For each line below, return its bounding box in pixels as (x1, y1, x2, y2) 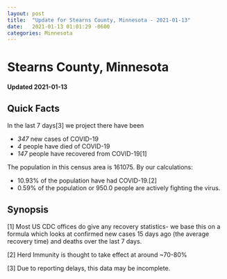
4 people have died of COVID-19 (17, 142, 110, 150)
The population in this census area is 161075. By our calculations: (7, 162, 193, 171)
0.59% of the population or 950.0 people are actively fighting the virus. (17, 183, 221, 192)
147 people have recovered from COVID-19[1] (17, 149, 147, 158)
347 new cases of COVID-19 (17, 135, 99, 143)
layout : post (7, 10, 45, 17)
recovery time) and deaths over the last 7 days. (7, 237, 142, 245)
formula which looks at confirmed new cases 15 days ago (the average (7, 230, 210, 238)
